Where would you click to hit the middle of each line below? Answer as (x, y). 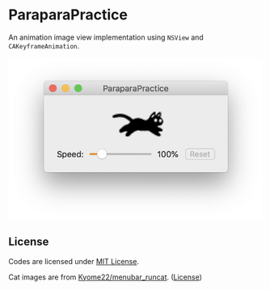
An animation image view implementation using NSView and (106, 37)
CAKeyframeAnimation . (44, 45)
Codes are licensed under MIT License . (74, 261)
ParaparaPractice (68, 15)
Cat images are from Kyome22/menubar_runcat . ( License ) (105, 277)
